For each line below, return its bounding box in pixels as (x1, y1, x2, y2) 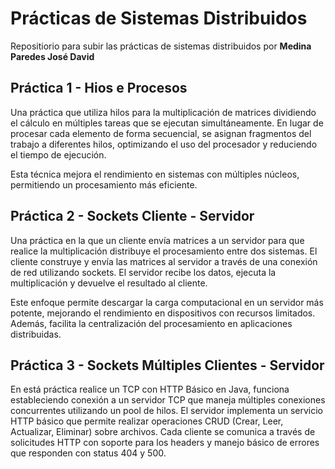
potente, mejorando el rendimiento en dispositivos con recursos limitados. (10, 307, 316, 319)
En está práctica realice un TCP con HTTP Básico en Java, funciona (10, 383, 290, 396)
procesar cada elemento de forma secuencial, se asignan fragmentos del (10, 127, 312, 139)
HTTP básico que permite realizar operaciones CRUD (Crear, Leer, (10, 415, 284, 427)
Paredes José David (10, 50, 95, 62)
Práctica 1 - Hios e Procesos (10, 80, 188, 97)
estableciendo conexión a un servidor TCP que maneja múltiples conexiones (10, 394, 326, 406)
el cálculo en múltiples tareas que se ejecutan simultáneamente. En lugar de (10, 117, 324, 129)
